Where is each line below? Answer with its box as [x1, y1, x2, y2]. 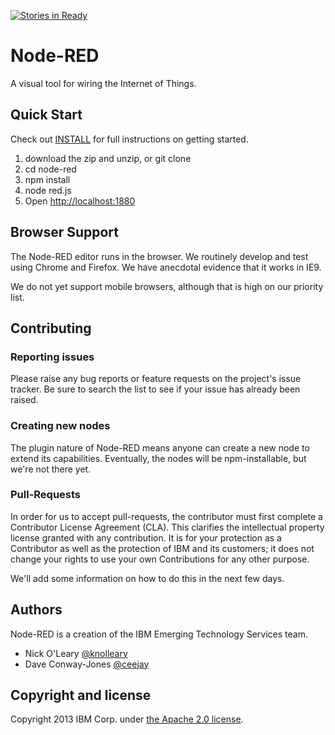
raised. [10, 394, 39, 406]
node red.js [24, 184, 72, 196]
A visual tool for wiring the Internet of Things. [10, 77, 197, 89]
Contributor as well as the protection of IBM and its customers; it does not [10, 542, 315, 554]
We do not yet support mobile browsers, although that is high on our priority [10, 280, 324, 292]
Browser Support [10, 224, 120, 241]
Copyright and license [10, 687, 152, 704]
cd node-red [24, 163, 77, 175]
